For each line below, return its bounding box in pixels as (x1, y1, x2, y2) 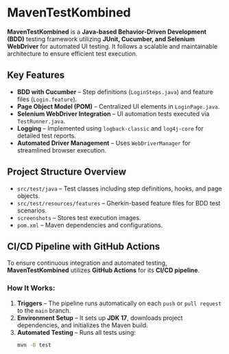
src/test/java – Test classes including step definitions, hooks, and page (16, 184, 222, 192)
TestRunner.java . (16, 117, 66, 125)
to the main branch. (16, 306, 71, 314)
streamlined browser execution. (16, 146, 107, 154)
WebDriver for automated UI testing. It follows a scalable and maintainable (7, 42, 218, 50)
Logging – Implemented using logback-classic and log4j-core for (16, 124, 204, 132)
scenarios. (16, 206, 47, 214)
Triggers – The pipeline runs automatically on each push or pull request (16, 299, 221, 307)
